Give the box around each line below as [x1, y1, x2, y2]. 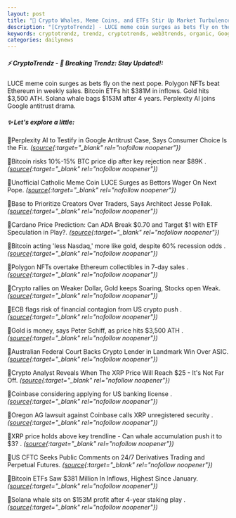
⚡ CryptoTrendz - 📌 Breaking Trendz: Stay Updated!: [7, 58, 164, 67]
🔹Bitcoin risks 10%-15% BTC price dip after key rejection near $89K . [7, 157, 206, 166]
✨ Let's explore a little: [7, 118, 75, 126]
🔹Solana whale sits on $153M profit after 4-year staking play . [7, 495, 186, 504]
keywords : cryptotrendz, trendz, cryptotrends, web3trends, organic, [7, 30, 216, 37]
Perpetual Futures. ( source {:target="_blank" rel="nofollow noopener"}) [7, 461, 213, 469]
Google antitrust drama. [7, 101, 76, 110]
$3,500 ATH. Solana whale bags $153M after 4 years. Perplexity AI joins [7, 94, 216, 103]
